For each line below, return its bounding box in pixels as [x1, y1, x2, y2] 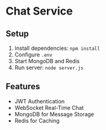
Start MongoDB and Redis [14, 58, 80, 64]
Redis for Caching [14, 117, 60, 124]
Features [5, 81, 40, 92]
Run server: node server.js [14, 64, 83, 71]
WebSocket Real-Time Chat [14, 104, 84, 111]
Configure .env [14, 51, 52, 58]
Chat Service [5, 4, 73, 18]
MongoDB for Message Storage [14, 111, 94, 118]
